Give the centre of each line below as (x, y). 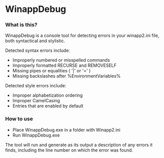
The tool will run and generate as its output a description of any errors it (79, 145)
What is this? (21, 25)
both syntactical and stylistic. (35, 41)
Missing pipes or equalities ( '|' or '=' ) (51, 71)
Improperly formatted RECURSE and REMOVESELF (64, 65)
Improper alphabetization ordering (48, 95)
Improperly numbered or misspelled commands (61, 60)
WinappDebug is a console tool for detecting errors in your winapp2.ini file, (82, 35)
